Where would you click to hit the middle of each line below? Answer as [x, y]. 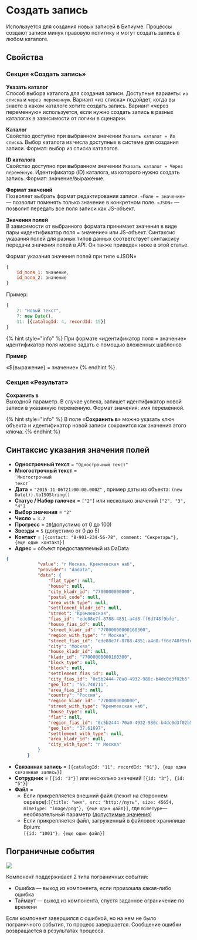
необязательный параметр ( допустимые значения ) [88, 814]
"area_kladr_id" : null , [77, 739]
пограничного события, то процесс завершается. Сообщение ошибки [94, 924]
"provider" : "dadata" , [65, 570]
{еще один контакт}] [40, 543]
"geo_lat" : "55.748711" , [78, 685]
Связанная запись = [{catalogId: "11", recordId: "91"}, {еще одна [100, 766]
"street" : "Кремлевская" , [79, 614]
